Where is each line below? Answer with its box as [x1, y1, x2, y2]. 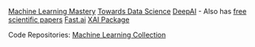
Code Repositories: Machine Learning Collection [8, 31, 166, 39]
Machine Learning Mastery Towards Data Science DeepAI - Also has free [8, 7, 247, 16]
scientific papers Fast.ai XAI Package [8, 15, 130, 24]
